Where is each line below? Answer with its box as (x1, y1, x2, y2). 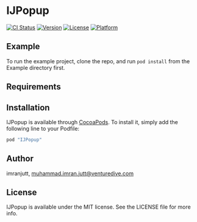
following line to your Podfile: (6, 125, 80, 132)
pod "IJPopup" (6, 136, 43, 143)
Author (6, 153, 34, 164)
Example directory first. (6, 64, 65, 71)
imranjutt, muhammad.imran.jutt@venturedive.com (6, 170, 134, 177)
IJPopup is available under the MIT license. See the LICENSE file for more (6, 203, 191, 210)
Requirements (6, 82, 61, 92)
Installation (6, 102, 50, 113)
